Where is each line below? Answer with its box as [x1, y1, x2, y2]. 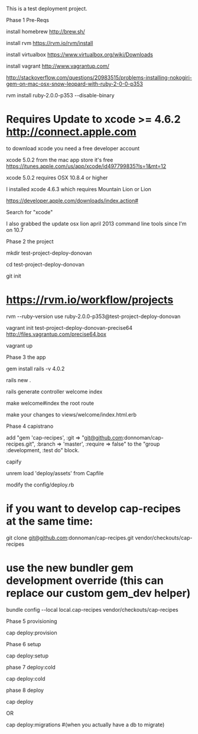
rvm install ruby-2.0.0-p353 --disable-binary [6, 92, 115, 98]
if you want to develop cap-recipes [6, 502, 181, 516]
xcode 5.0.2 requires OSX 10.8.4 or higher [6, 174, 108, 181]
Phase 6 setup [6, 640, 41, 647]
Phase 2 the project [6, 237, 54, 245]
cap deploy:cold [6, 675, 46, 682]
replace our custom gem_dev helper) [6, 587, 191, 600]
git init [6, 272, 22, 279]
